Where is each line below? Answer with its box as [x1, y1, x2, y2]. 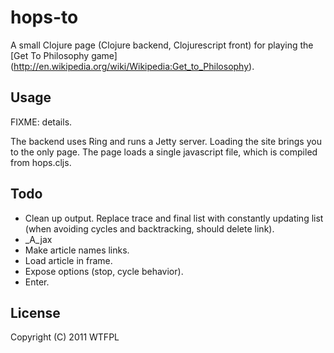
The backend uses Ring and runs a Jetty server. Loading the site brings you [10, 135, 322, 147]
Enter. [24, 276, 50, 288]
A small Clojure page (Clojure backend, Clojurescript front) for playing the [10, 39, 314, 51]
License [10, 304, 61, 321]
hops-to [10, 6, 79, 29]
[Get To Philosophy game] [10, 49, 118, 61]
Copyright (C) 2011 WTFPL [10, 331, 120, 343]
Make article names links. [24, 244, 130, 256]
